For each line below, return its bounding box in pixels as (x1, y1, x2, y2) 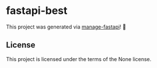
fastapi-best (6, 4, 68, 17)
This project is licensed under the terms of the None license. (6, 55, 152, 62)
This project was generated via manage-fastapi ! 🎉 (6, 23, 127, 30)
